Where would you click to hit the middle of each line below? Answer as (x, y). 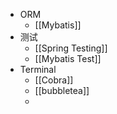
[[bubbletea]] (62, 90)
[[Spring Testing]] (71, 48)
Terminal (38, 69)
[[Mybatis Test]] (68, 58)
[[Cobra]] (54, 80)
